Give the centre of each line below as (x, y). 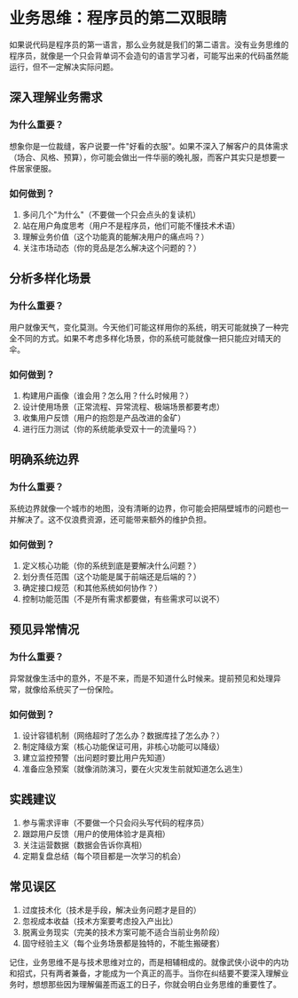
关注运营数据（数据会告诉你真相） (84, 844)
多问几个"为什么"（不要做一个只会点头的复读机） (111, 214)
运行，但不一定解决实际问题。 (63, 67)
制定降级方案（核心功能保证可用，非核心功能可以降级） (123, 747)
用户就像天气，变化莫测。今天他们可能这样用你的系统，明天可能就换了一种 (145, 327)
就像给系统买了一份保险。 (71, 689)
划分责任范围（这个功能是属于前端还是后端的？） (111, 576)
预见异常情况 (44, 630)
